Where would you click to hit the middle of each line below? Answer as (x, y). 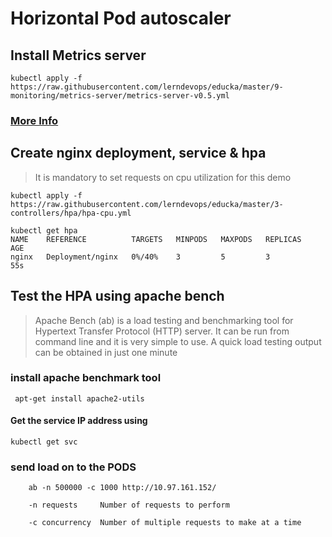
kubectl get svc (44, 442)
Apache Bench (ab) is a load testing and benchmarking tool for (164, 320)
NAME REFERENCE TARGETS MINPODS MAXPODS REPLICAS (156, 239)
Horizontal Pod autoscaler (121, 18)
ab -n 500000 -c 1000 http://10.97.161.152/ (122, 488)
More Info (34, 120)
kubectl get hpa (44, 230)
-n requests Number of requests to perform (129, 505)
